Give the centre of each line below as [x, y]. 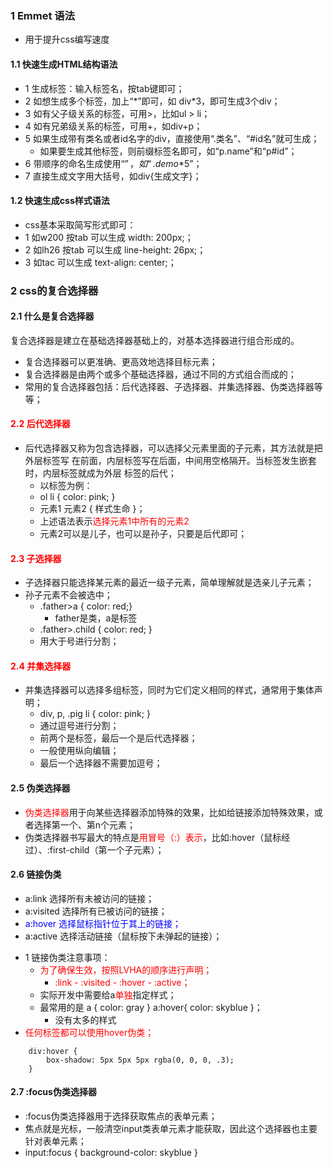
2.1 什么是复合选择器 [52, 316]
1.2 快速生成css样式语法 [60, 201]
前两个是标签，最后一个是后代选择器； [118, 738]
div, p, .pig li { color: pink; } [95, 714]
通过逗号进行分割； [79, 726]
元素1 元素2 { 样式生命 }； [92, 509]
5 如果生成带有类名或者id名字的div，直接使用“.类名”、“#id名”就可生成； [172, 138]
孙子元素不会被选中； [68, 595]
